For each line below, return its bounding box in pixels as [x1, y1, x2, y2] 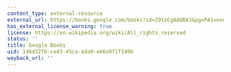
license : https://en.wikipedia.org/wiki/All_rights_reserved [7, 29, 186, 36]
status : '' [7, 36, 38, 43]
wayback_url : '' [7, 55, 54, 62]
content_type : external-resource [7, 10, 103, 17]
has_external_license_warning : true [7, 23, 112, 29]
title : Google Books [7, 42, 67, 49]
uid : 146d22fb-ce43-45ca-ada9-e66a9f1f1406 [7, 49, 134, 56]
